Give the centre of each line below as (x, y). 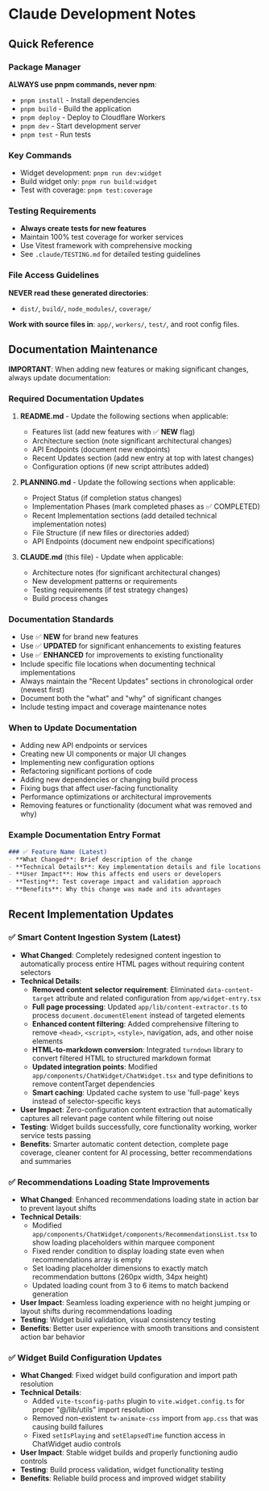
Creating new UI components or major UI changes (103, 754)
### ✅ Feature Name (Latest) (58, 852)
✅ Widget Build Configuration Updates (85, 1358)
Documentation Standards (61, 619)
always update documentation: (60, 377)
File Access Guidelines (54, 275)
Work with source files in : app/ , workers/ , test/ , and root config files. (124, 324)
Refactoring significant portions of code (86, 771)
